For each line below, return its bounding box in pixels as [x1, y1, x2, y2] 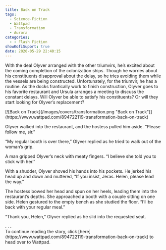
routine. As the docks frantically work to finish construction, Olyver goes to [5, 83, 159, 89]
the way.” [5, 179, 24, 185]
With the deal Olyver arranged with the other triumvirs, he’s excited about [5, 62, 155, 68]
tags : [5, 12, 16, 17]
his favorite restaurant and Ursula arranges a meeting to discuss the [5, 89, 144, 95]
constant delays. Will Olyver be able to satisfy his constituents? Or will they [5, 94, 159, 100]
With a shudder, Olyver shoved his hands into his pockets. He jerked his [5, 168, 152, 174]
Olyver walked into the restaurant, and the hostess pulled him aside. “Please [5, 123, 161, 129]
